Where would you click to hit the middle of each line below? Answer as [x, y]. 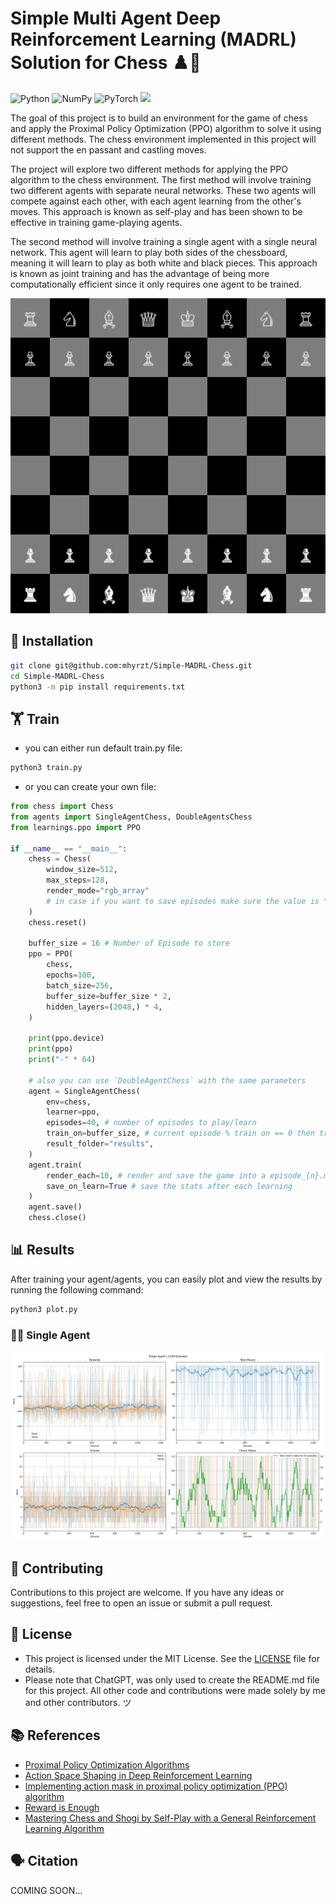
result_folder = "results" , [100, 1144]
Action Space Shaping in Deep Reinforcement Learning [138, 1775]
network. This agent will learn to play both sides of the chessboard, [149, 252]
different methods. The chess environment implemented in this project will [163, 139]
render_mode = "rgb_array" [98, 891]
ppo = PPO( [51, 954]
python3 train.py [46, 768]
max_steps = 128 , [78, 880]
